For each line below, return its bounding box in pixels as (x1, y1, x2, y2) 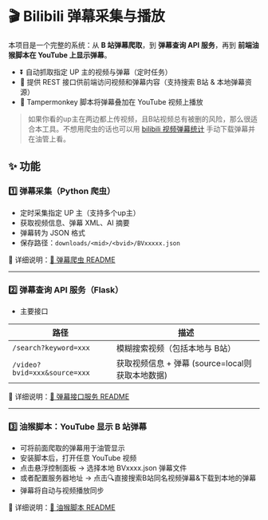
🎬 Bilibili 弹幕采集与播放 (8, 7, 166, 26)
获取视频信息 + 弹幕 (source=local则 (116, 357, 252, 368)
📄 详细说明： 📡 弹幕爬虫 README (8, 255, 116, 264)
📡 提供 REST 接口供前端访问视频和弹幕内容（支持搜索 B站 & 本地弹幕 (19, 77, 246, 86)
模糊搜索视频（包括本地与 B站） (116, 343, 236, 354)
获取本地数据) (116, 369, 168, 380)
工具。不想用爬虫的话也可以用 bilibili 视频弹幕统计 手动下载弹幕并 (41, 124, 256, 133)
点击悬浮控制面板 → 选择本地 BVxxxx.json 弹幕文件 (19, 463, 187, 473)
